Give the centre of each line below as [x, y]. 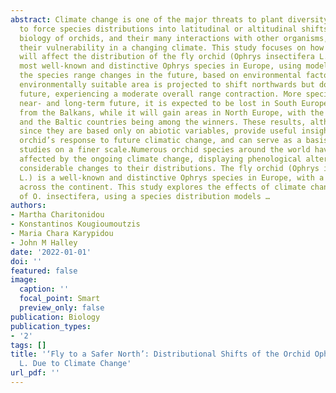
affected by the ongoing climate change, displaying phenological [160, 159]
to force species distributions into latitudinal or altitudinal [158, 29]
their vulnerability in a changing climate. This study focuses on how [172, 47]
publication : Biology [55, 317]
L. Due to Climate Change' [75, 364]
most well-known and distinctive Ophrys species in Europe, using [160, 66]
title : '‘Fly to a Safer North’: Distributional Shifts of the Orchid [160, 354]
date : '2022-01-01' [51, 252]
